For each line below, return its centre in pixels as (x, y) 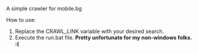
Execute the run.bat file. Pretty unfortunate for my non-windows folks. (103, 37)
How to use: (21, 20)
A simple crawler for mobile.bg (44, 9)
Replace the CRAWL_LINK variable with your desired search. (89, 31)
